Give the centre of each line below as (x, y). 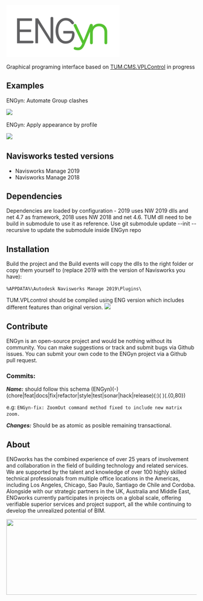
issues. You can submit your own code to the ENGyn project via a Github (97, 354)
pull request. (22, 360)
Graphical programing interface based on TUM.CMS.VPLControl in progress (101, 67)
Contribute (27, 326)
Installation (28, 249)
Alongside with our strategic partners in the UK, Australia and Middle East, (99, 491)
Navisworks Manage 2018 (47, 177)
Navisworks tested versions (60, 156)
